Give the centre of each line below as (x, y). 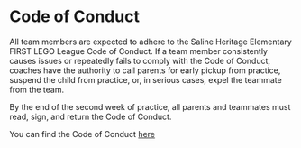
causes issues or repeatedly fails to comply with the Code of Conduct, (140, 60)
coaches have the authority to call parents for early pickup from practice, (145, 70)
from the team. (37, 89)
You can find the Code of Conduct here (82, 134)
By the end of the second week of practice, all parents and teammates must (150, 106)
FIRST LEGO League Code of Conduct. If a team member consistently (139, 51)
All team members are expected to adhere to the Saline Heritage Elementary (151, 42)
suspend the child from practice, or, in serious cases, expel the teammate (146, 79)
